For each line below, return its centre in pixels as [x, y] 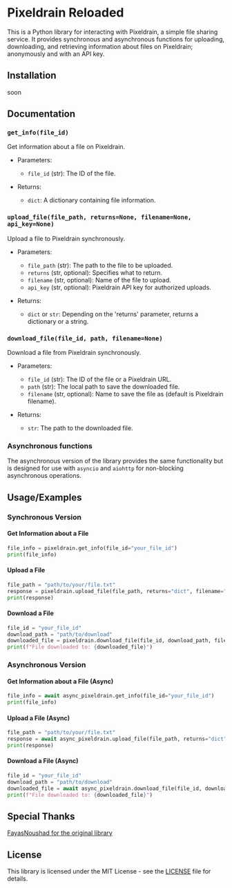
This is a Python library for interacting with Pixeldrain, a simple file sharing [113, 32]
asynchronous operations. [44, 476]
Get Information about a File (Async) [60, 681]
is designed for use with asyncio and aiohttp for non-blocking [96, 468]
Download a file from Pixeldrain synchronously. [74, 353]
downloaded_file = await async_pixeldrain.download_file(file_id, [105, 789]
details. [18, 879]
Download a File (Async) [43, 761]
